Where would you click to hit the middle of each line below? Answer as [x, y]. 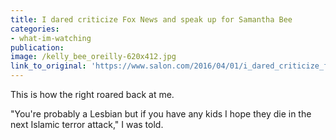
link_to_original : [48, 66]
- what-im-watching [51, 38]
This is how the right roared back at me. [92, 94]
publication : [37, 47]
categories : [35, 29]
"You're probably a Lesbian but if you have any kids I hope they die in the [161, 114]
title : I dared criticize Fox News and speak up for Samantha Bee [151, 19]
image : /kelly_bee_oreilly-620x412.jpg [93, 57]
